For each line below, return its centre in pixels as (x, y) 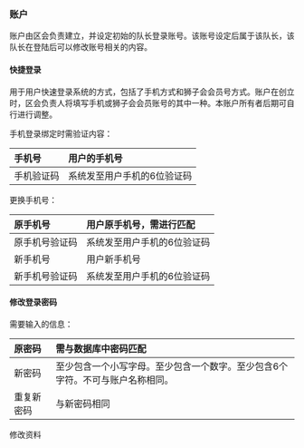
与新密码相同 (83, 404)
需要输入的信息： (41, 324)
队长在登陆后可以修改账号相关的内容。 (81, 47)
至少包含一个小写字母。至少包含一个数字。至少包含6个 (172, 366)
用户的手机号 (96, 158)
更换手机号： (33, 200)
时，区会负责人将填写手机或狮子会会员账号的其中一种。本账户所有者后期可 (148, 102)
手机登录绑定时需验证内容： (61, 133)
